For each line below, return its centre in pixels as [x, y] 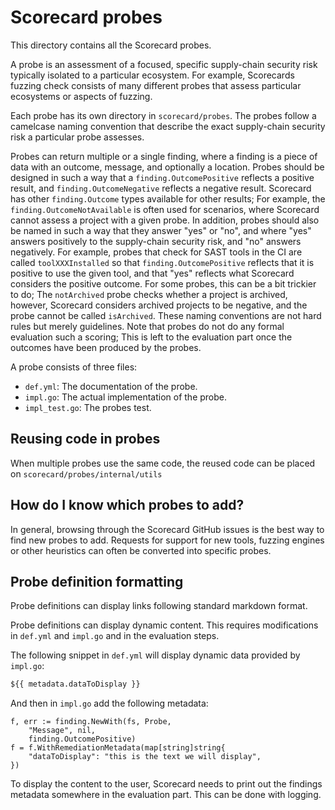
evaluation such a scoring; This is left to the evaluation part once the [151, 337]
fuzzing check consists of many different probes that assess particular [156, 85]
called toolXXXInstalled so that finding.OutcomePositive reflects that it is [162, 262]
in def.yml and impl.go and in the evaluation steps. [115, 636]
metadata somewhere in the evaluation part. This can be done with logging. [166, 795]
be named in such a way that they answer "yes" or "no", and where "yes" [161, 230]
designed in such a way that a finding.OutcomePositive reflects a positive [162, 177]
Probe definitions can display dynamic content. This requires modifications [164, 625]
